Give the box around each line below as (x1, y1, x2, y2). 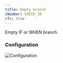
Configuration (5, 42, 38, 48)
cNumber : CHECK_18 (5, 12, 42, 16)
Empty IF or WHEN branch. (5, 30, 59, 35)
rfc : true (5, 16, 25, 21)
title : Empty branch (5, 7, 47, 12)
